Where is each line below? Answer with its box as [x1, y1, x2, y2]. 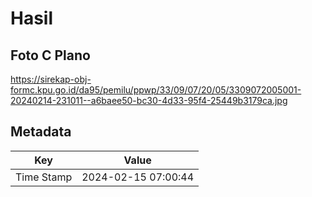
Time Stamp [15, 170, 73, 184]
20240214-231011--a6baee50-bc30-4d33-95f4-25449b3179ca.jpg [10, 95, 288, 106]
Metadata [10, 123, 72, 141]
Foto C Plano [10, 47, 91, 64]
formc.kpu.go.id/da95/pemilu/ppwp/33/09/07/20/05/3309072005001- [10, 84, 302, 96]
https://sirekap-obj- [10, 73, 92, 85]
